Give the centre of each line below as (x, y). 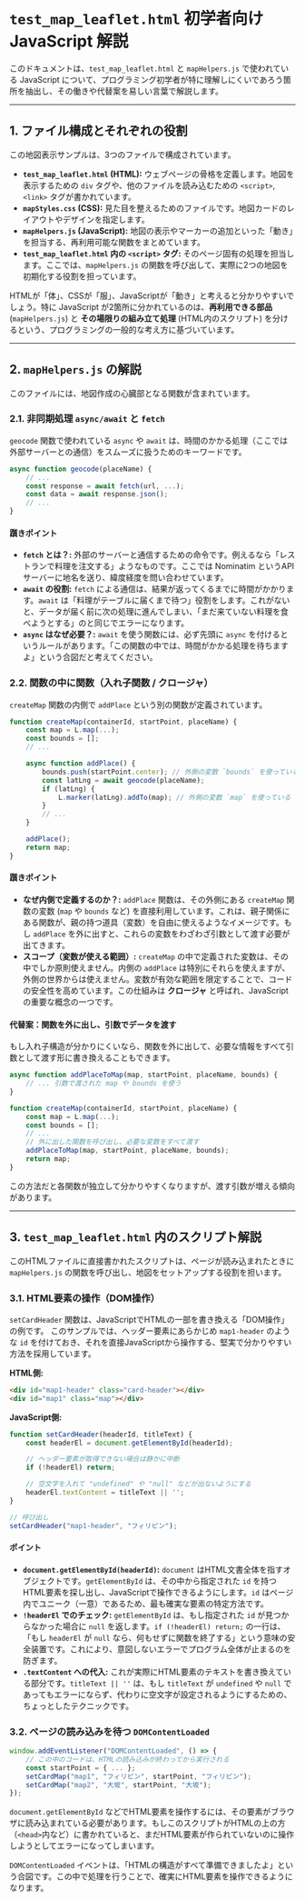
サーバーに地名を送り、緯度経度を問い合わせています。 (125, 577)
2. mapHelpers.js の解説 (76, 370)
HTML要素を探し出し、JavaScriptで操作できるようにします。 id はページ (158, 1592)
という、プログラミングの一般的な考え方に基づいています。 (128, 329)
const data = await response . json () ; (97, 495)
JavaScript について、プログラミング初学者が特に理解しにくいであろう (152, 79)
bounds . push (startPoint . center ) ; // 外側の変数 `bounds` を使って (164, 772)
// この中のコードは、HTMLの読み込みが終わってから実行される (128, 1759)
